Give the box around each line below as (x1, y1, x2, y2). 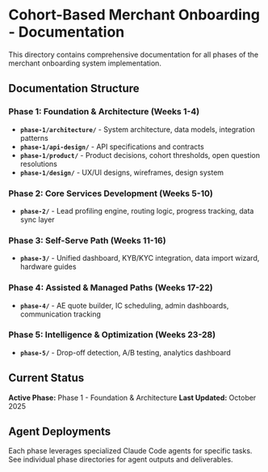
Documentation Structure (8, 82, 140, 96)
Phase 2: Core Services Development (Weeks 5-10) (8, 188, 214, 199)
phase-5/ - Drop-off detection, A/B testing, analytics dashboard (19, 347, 232, 357)
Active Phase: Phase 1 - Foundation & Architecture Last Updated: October (8, 393, 257, 402)
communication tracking (19, 309, 101, 319)
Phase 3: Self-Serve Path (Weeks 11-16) (8, 235, 167, 246)
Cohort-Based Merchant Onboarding (8, 6, 261, 24)
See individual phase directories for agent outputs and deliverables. (8, 455, 233, 465)
